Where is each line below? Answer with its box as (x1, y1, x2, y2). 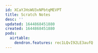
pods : (5, 31, 17, 36)
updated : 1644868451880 (5, 21, 55, 27)
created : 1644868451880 (5, 26, 55, 31)
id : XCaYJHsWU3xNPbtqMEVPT (5, 7, 62, 13)
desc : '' (5, 17, 24, 22)
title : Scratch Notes (5, 12, 51, 17)
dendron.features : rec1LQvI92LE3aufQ (14, 40, 93, 45)
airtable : (10, 36, 30, 41)
